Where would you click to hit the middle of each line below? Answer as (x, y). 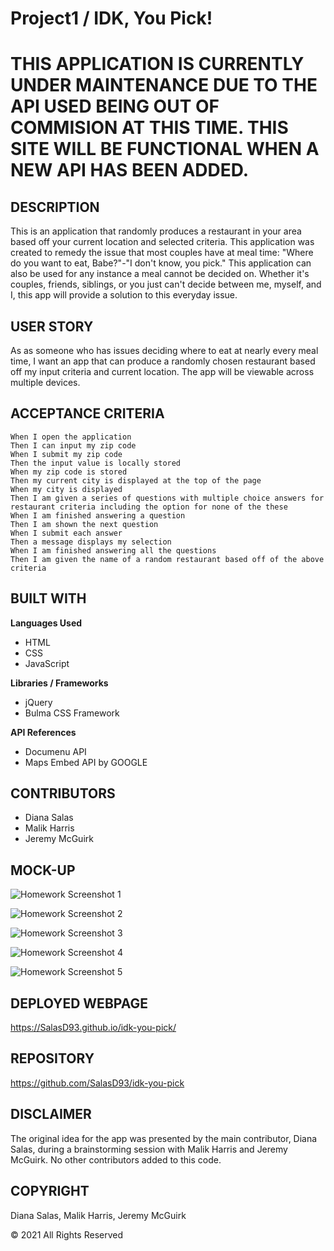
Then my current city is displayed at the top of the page (136, 480)
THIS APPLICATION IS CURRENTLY (157, 64)
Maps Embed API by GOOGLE (86, 762)
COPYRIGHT (50, 1191)
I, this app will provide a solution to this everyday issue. (124, 295)
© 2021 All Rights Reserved (67, 1234)
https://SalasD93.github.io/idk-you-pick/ (93, 1028)
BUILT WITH (48, 598)
